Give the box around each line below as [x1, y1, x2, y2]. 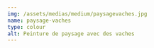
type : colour [7, 23, 46, 30]
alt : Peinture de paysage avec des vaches [7, 30, 135, 37]
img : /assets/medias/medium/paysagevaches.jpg [7, 10, 148, 18]
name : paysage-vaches [7, 17, 72, 24]
